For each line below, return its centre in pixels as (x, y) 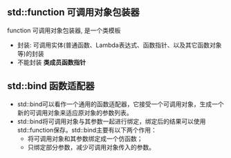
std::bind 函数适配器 (51, 86)
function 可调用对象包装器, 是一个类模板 (64, 30)
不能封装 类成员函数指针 (52, 62)
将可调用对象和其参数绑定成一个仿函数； (85, 138)
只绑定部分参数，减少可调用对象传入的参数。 (91, 147)
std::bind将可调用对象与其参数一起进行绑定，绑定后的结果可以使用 (111, 121)
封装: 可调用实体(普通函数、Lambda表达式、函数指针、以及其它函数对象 (119, 45)
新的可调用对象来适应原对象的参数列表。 (75, 112)
